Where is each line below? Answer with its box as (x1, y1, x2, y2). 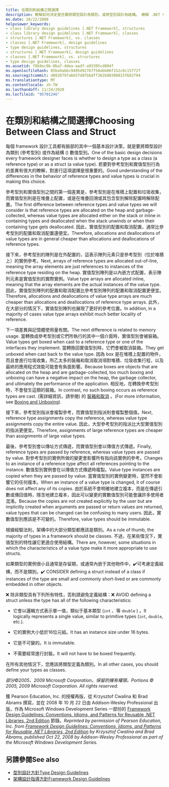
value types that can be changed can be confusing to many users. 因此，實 (6, 510, 161, 516)
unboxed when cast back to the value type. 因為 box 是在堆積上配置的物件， (6, 351, 163, 357)
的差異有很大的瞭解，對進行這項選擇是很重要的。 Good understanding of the (6, 167, 162, 174)
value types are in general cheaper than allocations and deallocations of (6, 236, 155, 242)
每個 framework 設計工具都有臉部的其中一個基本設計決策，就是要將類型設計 (6, 143, 162, 149)
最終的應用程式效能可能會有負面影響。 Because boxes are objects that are (6, 364, 158, 370)
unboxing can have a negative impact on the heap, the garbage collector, (6, 375, 157, 381)
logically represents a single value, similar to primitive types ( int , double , (13, 613, 163, 620)
